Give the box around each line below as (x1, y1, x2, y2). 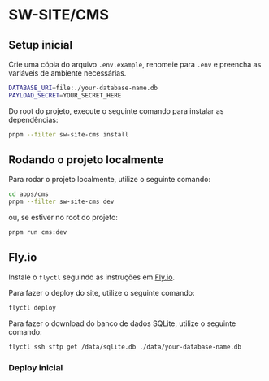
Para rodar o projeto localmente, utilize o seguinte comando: (8, 175, 211, 184)
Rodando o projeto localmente (8, 153, 164, 167)
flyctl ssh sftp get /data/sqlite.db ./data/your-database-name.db (8, 343, 242, 351)
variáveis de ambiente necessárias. (8, 68, 127, 78)
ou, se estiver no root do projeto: (8, 213, 118, 223)
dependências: (8, 115, 59, 124)
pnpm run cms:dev (8, 228, 67, 236)
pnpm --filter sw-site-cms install (8, 130, 129, 139)
